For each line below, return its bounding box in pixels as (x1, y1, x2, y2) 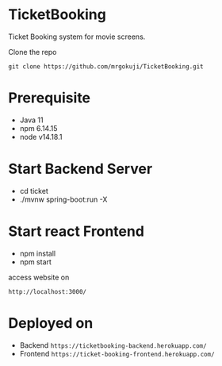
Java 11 (19, 115, 44, 125)
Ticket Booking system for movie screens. (8, 32, 146, 41)
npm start (19, 256, 52, 267)
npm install (19, 248, 56, 258)
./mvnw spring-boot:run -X (19, 195, 108, 204)
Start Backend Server (8, 160, 153, 178)
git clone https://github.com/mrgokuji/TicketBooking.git (8, 62, 204, 71)
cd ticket (19, 186, 49, 195)
